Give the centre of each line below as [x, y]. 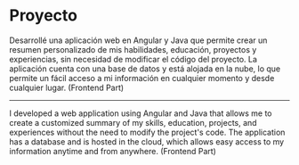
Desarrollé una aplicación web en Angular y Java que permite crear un [138, 40]
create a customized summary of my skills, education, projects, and [133, 122]
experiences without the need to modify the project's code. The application [147, 132]
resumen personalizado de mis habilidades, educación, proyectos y [133, 49]
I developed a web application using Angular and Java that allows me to [141, 113]
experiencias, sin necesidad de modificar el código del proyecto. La [133, 59]
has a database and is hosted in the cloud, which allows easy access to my [147, 141]
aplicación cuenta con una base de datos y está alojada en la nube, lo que [145, 69]
